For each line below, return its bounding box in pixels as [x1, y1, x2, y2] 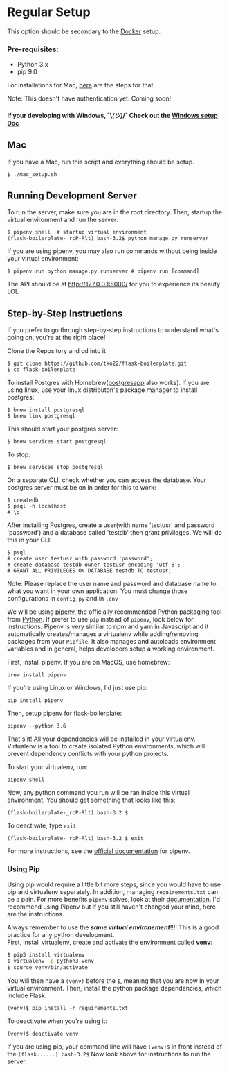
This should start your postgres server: [7, 425, 118, 434]
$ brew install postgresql [7, 406, 85, 413]
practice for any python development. [7, 930, 115, 939]
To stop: [7, 450, 31, 459]
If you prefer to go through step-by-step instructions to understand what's [7, 326, 219, 334]
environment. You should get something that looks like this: [7, 796, 176, 805]
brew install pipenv [7, 671, 67, 678]
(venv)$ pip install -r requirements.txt [7, 1005, 129, 1012]
